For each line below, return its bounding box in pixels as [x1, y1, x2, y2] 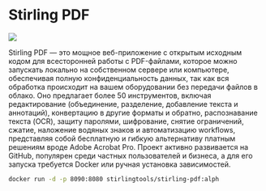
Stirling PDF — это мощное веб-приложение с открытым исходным [8, 47, 242, 57]
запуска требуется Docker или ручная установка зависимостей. [8, 159, 231, 169]
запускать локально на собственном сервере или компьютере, [8, 65, 230, 74]
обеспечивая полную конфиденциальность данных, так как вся [8, 73, 230, 83]
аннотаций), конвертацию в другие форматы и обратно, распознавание [8, 108, 258, 117]
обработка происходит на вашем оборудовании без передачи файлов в [8, 82, 258, 91]
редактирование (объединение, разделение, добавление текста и [8, 99, 238, 108]
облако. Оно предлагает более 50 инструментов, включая [8, 91, 212, 100]
